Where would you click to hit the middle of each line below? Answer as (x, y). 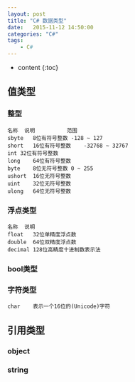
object (19, 351)
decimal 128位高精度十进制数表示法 (54, 250)
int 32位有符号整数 (33, 153)
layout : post (27, 14)
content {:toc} (38, 67)
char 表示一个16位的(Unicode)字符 (59, 307)
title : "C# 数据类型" (37, 21)
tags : (15, 41)
